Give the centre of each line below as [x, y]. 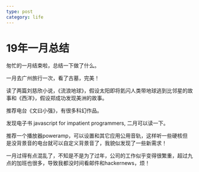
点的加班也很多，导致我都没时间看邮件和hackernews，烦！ [78, 163]
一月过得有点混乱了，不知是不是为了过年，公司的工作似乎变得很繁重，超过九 [99, 156]
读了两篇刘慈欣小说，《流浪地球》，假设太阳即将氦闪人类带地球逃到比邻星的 [97, 91]
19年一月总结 [38, 48]
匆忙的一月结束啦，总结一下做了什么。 [53, 66]
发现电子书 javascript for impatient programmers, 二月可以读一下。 [87, 123]
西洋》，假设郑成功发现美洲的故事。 [65, 98]
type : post [20, 12]
